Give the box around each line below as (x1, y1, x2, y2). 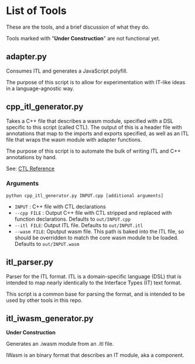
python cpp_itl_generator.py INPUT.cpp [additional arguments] (6, 193, 164, 198)
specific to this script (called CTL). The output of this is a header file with (6, 123, 183, 131)
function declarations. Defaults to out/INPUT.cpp (14, 215, 131, 222)
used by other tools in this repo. (6, 297, 83, 304)
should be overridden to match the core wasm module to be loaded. (14, 234, 179, 241)
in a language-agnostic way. (6, 85, 74, 92)
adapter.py (6, 51, 47, 62)
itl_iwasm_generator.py (6, 314, 94, 324)
